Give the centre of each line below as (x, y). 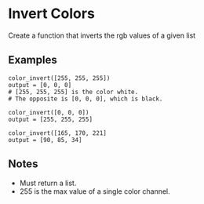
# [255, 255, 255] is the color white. (73, 92)
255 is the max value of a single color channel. (95, 191)
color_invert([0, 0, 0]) (49, 112)
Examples (33, 60)
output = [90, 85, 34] (45, 140)
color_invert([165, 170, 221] (58, 133)
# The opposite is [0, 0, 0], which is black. (86, 99)
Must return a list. (48, 183)
